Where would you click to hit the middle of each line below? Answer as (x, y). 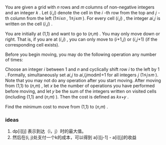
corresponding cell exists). (32, 45)
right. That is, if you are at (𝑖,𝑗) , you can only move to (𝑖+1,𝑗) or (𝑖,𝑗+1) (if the (81, 39)
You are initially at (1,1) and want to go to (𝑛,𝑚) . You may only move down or (83, 34)
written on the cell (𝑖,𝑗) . (29, 24)
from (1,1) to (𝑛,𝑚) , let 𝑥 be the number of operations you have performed (80, 86)
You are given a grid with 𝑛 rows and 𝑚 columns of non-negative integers (80, 7)
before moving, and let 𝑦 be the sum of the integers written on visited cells (81, 91)
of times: (14, 60)
